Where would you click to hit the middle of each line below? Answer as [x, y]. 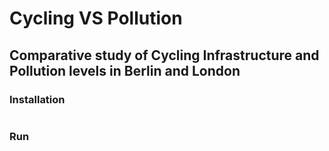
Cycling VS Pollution [96, 18]
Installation [37, 99]
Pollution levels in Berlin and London [125, 70]
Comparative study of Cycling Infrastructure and [164, 55]
